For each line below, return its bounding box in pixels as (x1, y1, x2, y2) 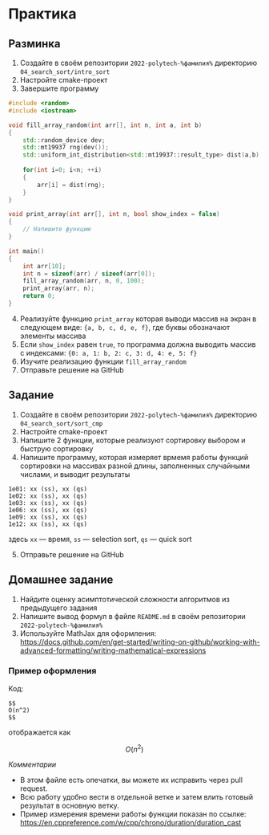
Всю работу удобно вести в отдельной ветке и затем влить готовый (19, 792, 254, 802)
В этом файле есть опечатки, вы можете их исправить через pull (19, 776, 243, 785)
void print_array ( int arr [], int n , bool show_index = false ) (8, 210, 220, 218)
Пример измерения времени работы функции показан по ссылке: (19, 809, 247, 819)
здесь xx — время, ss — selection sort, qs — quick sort (8, 534, 192, 544)
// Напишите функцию (22, 226, 91, 234)
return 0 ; (22, 292, 56, 300)
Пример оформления (8, 666, 97, 677)
